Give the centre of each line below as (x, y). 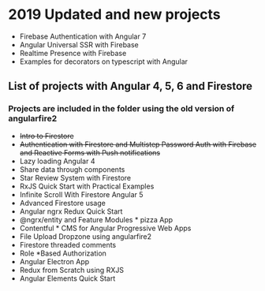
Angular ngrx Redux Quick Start (71, 211)
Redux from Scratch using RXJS (72, 270)
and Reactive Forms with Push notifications (90, 152)
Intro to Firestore (47, 136)
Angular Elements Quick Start (67, 278)
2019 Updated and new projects (114, 15)
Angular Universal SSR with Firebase (79, 44)
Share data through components (72, 169)
